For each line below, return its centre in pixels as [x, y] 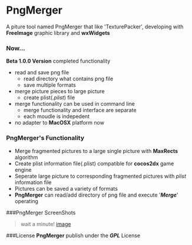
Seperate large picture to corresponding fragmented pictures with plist [100, 176]
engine [23, 169]
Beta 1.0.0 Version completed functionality [58, 61]
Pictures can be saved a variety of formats [66, 188]
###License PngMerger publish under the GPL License [73, 235]
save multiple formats [50, 85]
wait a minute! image [46, 224]
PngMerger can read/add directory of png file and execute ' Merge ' [96, 195]
